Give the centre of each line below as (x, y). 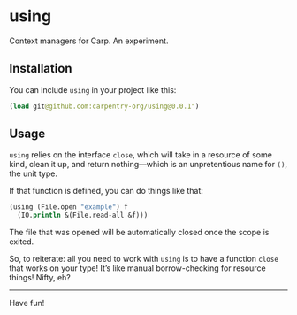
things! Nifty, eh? (40, 278)
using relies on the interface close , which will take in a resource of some (141, 155)
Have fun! (27, 303)
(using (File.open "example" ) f (69, 207)
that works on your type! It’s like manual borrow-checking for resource (138, 268)
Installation (41, 69)
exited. (22, 242)
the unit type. (33, 173)
